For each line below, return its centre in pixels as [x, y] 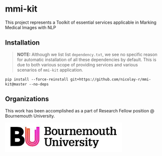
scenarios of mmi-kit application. [50, 70]
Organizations [27, 99]
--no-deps [39, 84]
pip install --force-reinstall [37, 79]
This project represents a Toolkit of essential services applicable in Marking [81, 22]
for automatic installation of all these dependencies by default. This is [87, 60]
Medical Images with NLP [31, 27]
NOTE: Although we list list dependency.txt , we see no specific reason [87, 54]
